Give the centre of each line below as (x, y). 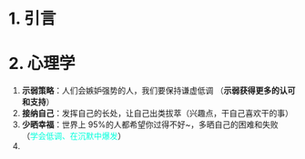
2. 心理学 (42, 64)
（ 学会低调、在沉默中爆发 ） (74, 136)
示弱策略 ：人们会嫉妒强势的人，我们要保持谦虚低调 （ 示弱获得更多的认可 (158, 91)
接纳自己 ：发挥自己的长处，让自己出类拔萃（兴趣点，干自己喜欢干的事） (157, 114)
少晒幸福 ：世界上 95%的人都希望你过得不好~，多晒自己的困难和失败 (150, 124)
